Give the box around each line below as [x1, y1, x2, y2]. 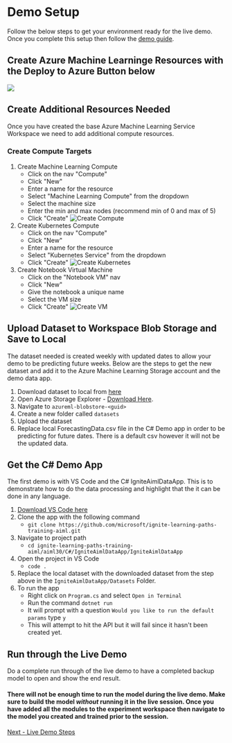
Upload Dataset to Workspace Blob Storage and [7, 323, 217, 334]
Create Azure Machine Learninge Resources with [7, 55, 224, 67]
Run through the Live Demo [7, 648, 127, 660]
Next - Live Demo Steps [7, 728, 75, 736]
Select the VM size [27, 295, 82, 303]
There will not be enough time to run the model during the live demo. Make [7, 690, 226, 698]
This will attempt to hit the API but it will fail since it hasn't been [27, 621, 208, 629]
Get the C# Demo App [7, 459, 103, 471]
